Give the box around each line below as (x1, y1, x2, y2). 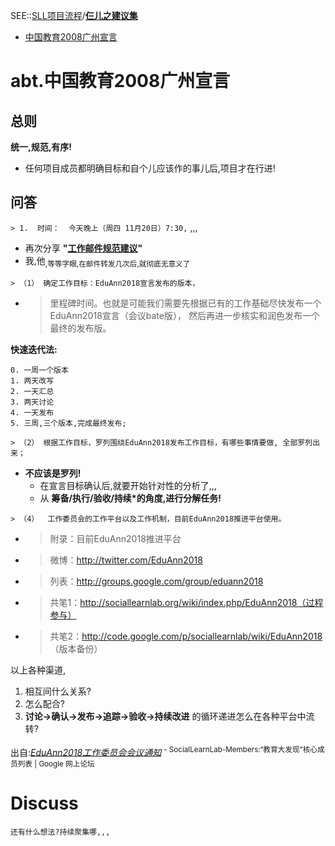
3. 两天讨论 (10, 397, 55, 407)
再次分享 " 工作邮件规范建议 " (24, 242, 143, 254)
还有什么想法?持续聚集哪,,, (10, 827, 111, 838)
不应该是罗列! (24, 467, 82, 479)
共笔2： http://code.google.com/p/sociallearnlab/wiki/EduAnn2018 (49, 630, 323, 642)
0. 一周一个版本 (10, 365, 69, 375)
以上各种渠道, (10, 664, 67, 676)
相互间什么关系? (24, 685, 92, 697)
